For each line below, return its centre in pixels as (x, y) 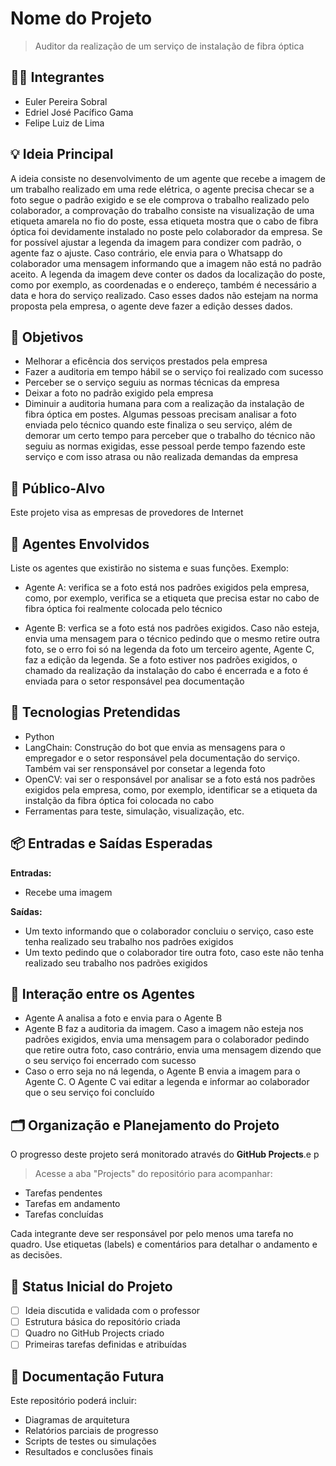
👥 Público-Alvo (58, 488)
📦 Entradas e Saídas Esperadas (111, 843)
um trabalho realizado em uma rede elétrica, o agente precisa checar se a (162, 189)
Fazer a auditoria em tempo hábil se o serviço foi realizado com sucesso (174, 372)
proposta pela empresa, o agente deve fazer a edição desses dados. (151, 306)
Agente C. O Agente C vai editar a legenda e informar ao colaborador (167, 1082)
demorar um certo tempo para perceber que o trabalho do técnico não (170, 436)
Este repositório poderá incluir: (74, 1401)
